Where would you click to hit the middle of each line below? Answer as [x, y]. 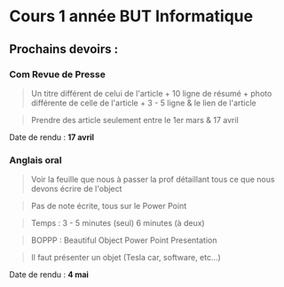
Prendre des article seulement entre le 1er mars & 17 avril [135, 120]
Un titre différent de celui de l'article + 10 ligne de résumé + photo [151, 93]
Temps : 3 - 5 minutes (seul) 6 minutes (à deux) [118, 223]
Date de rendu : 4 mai [49, 275]
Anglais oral [35, 159]
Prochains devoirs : [64, 49]
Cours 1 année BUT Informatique [131, 16]
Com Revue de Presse [58, 74]
